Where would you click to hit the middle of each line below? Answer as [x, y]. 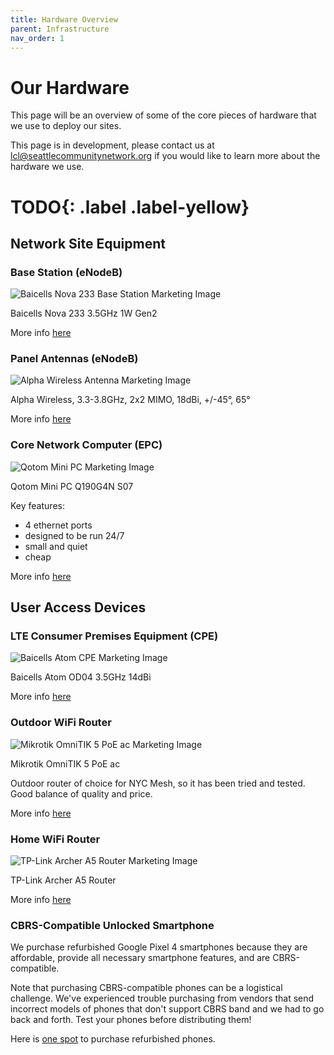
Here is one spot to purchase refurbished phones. [113, 1039]
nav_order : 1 [37, 38]
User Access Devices [78, 607]
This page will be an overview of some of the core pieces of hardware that [163, 115]
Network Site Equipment [88, 243]
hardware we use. [47, 167]
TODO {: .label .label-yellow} [130, 207]
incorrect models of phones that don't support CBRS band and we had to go [167, 1009]
